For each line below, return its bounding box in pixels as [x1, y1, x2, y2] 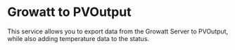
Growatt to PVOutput [7, 4, 132, 20]
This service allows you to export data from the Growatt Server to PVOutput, [7, 27, 229, 35]
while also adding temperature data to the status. [7, 34, 150, 42]
